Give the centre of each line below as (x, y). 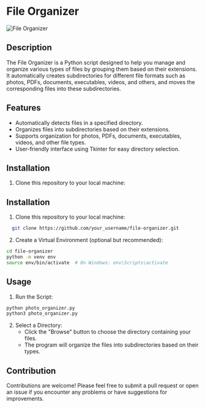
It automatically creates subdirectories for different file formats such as (96, 76)
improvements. (25, 399)
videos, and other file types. (50, 142)
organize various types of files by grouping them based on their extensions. (102, 69)
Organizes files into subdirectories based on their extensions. (92, 129)
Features (24, 108)
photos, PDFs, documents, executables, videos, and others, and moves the (101, 82)
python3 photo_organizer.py (42, 314)
